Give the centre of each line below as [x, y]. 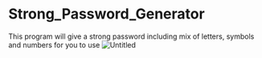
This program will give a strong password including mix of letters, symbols [131, 36]
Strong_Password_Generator [106, 14]
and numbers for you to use [54, 44]
